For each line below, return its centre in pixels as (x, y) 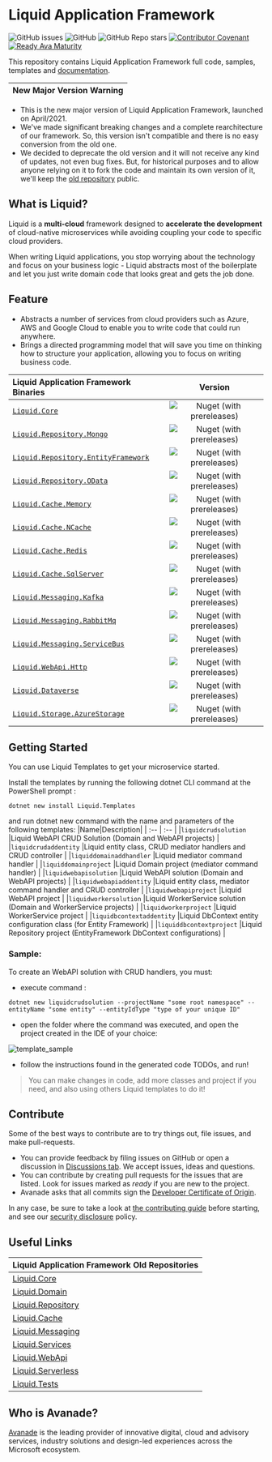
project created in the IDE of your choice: (89, 1033)
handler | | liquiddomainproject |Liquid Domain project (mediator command (134, 864)
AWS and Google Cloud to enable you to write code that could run (130, 327)
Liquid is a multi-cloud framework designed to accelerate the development (136, 224)
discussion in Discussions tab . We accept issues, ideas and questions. (138, 1167)
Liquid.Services (42, 1344)
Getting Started (48, 747)
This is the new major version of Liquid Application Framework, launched (142, 109)
